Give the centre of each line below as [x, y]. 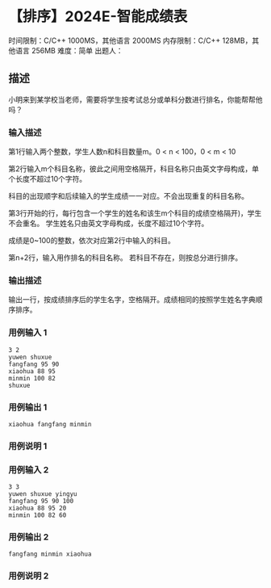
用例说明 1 [28, 446]
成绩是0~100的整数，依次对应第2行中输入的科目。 [92, 241]
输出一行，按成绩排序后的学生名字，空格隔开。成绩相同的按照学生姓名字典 [132, 300]
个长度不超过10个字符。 [48, 179]
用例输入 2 [29, 469]
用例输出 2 [29, 537]
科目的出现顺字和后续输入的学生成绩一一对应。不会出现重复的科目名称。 [128, 196]
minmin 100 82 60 [38, 515]
